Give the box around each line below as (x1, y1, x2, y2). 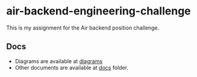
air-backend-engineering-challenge (6, 4, 191, 18)
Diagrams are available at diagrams (14, 57, 103, 64)
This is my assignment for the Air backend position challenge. (6, 24, 160, 31)
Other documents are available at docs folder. (14, 64, 128, 71)
